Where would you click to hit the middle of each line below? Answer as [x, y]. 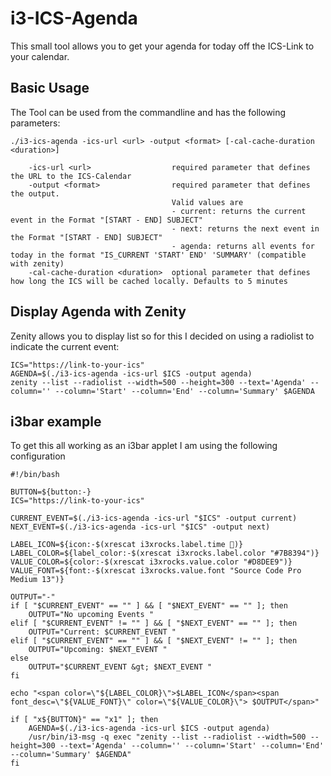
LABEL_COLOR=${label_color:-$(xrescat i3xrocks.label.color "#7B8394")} [165, 553]
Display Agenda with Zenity [98, 312]
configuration [38, 456]
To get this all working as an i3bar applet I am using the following [144, 446]
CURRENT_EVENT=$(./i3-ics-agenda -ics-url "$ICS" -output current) [154, 518]
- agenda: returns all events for [243, 246]
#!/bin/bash [35, 475]
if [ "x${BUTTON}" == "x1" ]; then [84, 720]
